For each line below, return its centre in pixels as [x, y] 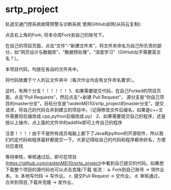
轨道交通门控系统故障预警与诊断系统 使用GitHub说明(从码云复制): [73, 24]
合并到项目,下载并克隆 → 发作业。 [41, 182]
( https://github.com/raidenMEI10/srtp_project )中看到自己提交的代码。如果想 [85, 163]
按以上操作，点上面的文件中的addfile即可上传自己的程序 [64, 122]
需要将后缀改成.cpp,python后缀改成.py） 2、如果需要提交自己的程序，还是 [88, 116]
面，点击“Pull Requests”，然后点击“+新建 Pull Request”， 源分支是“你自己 [82, 97]
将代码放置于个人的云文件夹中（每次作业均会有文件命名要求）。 [71, 80]
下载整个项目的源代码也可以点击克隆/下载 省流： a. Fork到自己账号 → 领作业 [85, 169]
